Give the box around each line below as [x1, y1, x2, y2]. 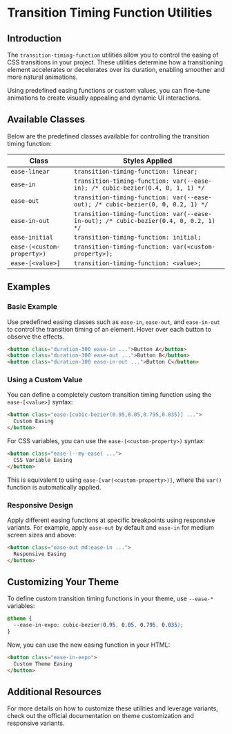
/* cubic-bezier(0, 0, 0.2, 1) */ [95, 200, 209, 208]
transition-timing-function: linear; [73, 168, 198, 175]
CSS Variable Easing [13, 456, 72, 463]
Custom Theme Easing [13, 660, 72, 668]
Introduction [7, 33, 62, 44]
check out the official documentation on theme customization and [7, 712, 195, 720]
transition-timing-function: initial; [73, 233, 202, 241]
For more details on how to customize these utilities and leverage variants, [7, 704, 219, 713]
